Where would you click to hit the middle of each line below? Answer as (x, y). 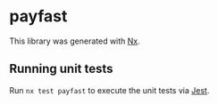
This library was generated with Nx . (75, 41)
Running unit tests (61, 69)
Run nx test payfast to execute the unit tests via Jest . (109, 90)
